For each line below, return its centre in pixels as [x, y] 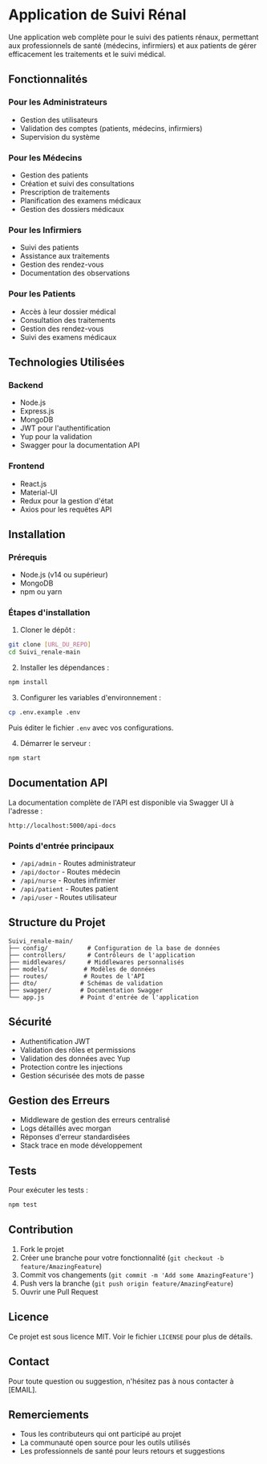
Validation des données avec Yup [75, 1058]
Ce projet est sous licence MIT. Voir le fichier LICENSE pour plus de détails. [131, 1336]
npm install [28, 683]
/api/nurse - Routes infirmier [68, 880]
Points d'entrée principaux [61, 846]
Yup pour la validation [56, 437]
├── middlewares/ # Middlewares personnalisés [96, 962]
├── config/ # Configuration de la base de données [114, 948]
